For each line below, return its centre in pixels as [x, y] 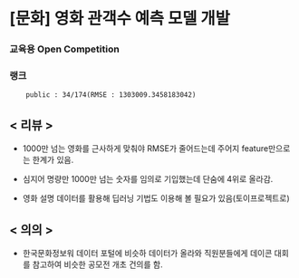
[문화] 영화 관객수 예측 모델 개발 [120, 19]
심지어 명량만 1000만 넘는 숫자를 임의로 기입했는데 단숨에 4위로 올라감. [148, 179]
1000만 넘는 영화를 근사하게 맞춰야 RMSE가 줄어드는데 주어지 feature [145, 149]
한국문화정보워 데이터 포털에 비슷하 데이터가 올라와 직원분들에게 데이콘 [147, 254]
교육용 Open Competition [64, 49]
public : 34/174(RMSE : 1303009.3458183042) [111, 95]
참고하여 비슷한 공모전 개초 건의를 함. [97, 264]
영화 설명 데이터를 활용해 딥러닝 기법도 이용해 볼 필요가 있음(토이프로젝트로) [156, 198]
